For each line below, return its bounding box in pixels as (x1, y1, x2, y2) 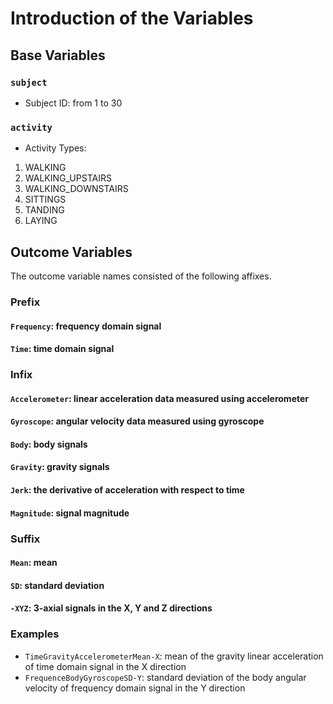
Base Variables (10, 47, 106, 64)
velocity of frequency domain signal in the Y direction (24, 682, 246, 694)
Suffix (10, 532, 41, 546)
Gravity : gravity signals (10, 461, 110, 473)
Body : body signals (10, 438, 88, 450)
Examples (10, 627, 60, 641)
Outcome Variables (10, 243, 133, 261)
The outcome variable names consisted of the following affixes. (10, 270, 272, 282)
